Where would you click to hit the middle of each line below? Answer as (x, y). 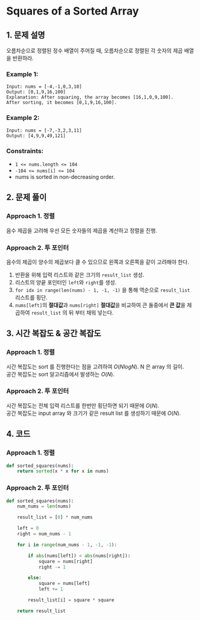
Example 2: (23, 118)
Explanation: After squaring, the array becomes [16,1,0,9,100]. (90, 97)
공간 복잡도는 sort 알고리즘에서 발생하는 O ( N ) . (61, 374)
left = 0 (28, 528)
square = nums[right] (66, 561)
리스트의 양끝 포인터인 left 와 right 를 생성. (66, 282)
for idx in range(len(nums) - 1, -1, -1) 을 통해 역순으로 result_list (102, 290)
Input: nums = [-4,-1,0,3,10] (44, 87)
